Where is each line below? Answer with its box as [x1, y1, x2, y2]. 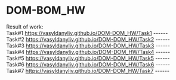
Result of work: [6, 23, 44, 30]
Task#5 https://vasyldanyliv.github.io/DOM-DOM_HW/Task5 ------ [6, 55, 170, 62]
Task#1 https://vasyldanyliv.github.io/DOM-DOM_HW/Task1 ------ [6, 29, 168, 36]
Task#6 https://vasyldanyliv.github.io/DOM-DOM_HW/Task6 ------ [6, 60, 171, 68]
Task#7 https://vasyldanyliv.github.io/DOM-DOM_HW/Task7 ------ [6, 67, 170, 74]
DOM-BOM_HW [6, 4, 85, 17]
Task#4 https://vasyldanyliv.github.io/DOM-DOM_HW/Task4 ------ [6, 48, 171, 55]
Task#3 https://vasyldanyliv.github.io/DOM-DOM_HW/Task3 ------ [6, 42, 170, 49]
